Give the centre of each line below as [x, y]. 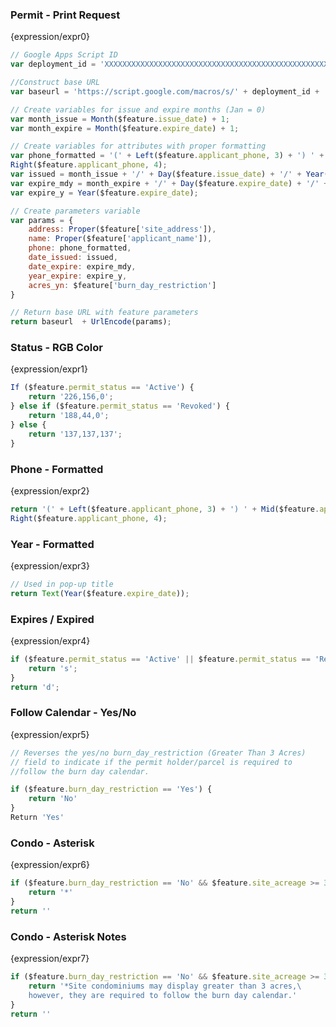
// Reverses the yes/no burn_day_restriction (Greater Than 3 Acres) [158, 753]
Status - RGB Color [57, 348]
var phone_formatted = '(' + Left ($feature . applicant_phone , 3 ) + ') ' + [167, 156]
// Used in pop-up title [62, 584]
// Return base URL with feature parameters [104, 313]
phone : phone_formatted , [80, 248]
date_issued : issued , [73, 258]
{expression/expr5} [50, 734]
